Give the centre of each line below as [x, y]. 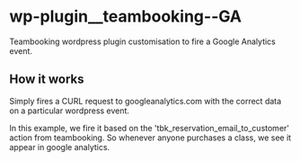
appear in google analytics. [60, 147]
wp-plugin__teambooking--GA [126, 17]
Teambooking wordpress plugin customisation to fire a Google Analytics [142, 41]
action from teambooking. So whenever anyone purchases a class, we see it [150, 138]
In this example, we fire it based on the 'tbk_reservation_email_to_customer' [150, 128]
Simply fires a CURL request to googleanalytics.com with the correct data [146, 101]
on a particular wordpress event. [70, 111]
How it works [47, 80]
